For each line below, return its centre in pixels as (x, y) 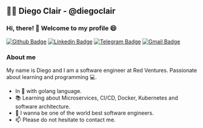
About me (21, 57)
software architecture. (43, 106)
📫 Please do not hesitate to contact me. (65, 120)
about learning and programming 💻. (52, 77)
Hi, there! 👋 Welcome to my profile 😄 (62, 28)
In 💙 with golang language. (48, 91)
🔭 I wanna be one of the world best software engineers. (85, 113)
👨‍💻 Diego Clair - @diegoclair (61, 11)
